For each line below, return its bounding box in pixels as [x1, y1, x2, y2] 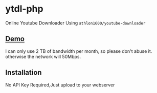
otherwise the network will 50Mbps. [5, 53, 81, 59]
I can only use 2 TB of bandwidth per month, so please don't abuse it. [5, 48, 152, 54]
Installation [5, 68, 42, 77]
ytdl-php [5, 3, 43, 15]
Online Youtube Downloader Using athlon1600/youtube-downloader [5, 20, 146, 26]
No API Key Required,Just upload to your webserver [5, 82, 115, 88]
